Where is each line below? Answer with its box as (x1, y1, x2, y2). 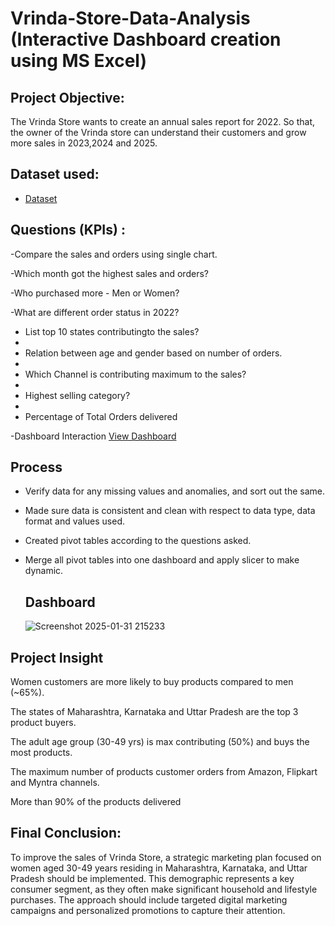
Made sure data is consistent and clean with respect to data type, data (24, 505, 316, 517)
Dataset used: (10, 166, 100, 183)
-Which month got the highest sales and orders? (10, 267, 209, 279)
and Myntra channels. (10, 777, 100, 789)
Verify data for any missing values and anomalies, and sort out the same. (24, 485, 326, 497)
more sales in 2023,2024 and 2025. (10, 137, 158, 149)
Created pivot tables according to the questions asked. (24, 535, 252, 547)
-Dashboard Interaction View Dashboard (10, 430, 177, 442)
